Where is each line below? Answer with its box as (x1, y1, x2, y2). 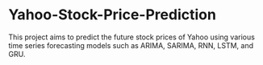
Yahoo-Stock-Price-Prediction (8, 6, 216, 24)
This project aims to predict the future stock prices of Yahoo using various (8, 32, 256, 42)
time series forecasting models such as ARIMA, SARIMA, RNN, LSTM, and (8, 40, 254, 50)
